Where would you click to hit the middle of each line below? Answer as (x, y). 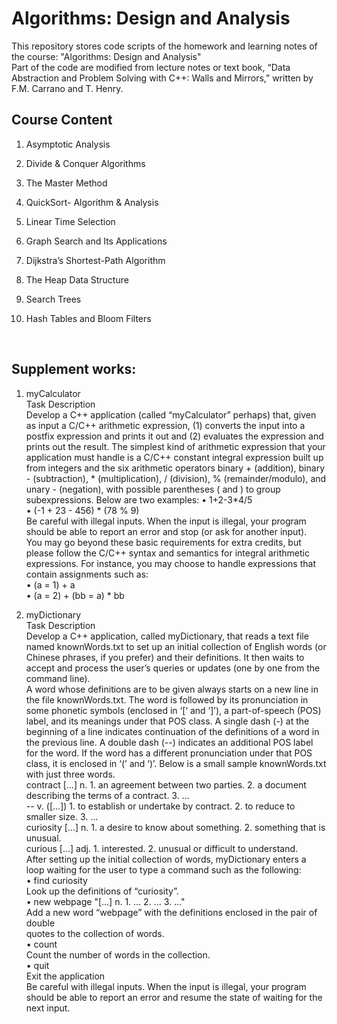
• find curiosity (56, 880)
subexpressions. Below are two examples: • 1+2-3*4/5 (139, 499)
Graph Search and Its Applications (96, 241)
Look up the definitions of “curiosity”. (102, 891)
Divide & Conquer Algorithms (85, 163)
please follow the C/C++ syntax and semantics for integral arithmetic (167, 553)
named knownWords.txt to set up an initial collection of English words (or (176, 646)
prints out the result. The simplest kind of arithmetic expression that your (175, 446)
